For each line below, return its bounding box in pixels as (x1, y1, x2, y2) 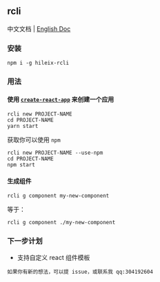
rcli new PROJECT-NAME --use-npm (7, 149, 103, 157)
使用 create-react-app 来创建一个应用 (7, 95, 114, 103)
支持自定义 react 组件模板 (17, 253, 90, 261)
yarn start (7, 123, 39, 130)
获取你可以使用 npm (7, 135, 61, 144)
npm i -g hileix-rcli (7, 60, 70, 67)
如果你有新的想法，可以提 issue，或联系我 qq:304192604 (7, 268, 154, 275)
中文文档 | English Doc (7, 24, 71, 33)
